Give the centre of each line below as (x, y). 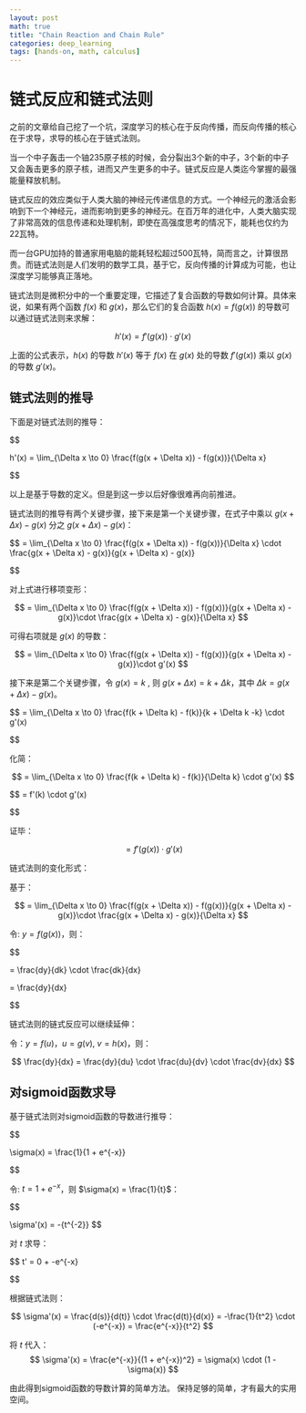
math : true (30, 26)
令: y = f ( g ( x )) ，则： (47, 933)
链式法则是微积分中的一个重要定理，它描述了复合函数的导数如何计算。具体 (149, 295)
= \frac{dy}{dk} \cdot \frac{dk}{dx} (75, 970)
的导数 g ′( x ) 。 (35, 366)
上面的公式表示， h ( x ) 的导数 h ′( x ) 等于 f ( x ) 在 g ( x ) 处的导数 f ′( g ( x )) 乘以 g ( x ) (151, 356)
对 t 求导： (29, 1243)
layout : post (34, 18)
